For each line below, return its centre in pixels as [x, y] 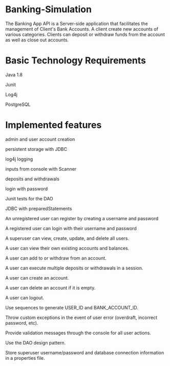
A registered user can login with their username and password [71, 228]
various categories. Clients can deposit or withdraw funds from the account [85, 34]
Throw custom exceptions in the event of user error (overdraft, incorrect [81, 317]
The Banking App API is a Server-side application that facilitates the [77, 24]
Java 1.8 [14, 75]
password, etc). [22, 323]
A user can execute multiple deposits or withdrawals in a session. [74, 268]
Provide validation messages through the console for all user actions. [78, 333]
